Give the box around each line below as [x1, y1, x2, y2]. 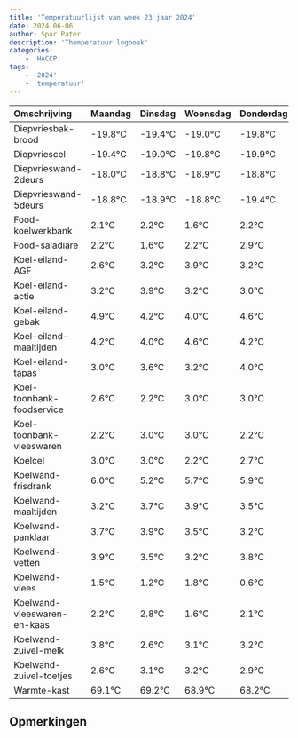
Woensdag [184, 107, 231, 120]
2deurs [13, 173, 44, 186]
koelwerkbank [13, 224, 73, 236]
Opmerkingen [9, 714, 87, 729]
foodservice [13, 403, 64, 416]
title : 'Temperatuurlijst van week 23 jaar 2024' [9, 12, 197, 22]
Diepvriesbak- [13, 122, 75, 134]
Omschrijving [13, 107, 73, 120]
